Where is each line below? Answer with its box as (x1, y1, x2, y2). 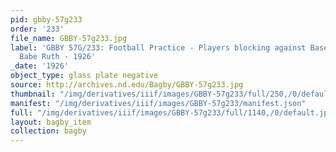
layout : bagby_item (10, 117, 92, 127)
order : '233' (10, 24, 65, 34)
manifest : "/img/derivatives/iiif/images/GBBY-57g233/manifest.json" (10, 98, 307, 108)
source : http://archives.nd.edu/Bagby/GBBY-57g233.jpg (10, 80, 244, 90)
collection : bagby (10, 126, 87, 136)
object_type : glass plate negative (10, 71, 159, 81)
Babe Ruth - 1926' (19, 52, 97, 62)
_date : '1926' (10, 61, 70, 71)
